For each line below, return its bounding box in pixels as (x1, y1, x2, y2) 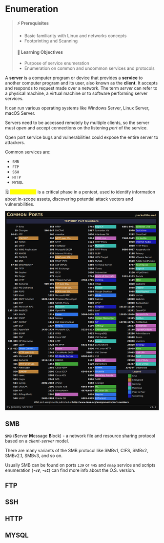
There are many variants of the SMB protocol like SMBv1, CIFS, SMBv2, (5, 447, 148, 453)
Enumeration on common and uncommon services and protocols (24, 65, 155, 71)
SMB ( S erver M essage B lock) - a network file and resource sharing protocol (5, 433, 155, 439)
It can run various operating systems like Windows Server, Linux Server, (5, 105, 150, 111)
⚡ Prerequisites (17, 20, 49, 26)
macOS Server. (5, 110, 36, 116)
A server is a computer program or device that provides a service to (5, 75, 143, 81)
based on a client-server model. (5, 438, 69, 444)
